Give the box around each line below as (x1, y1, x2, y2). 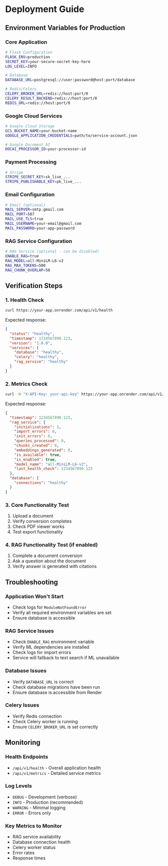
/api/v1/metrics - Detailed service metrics (12, 770, 101, 776)
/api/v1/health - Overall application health (12, 765, 101, 771)
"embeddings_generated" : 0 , (14, 447, 72, 453)
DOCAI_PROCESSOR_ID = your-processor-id (5, 147, 86, 152)
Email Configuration (5, 191, 55, 198)
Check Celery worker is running (12, 718, 78, 724)
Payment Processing (5, 159, 56, 166)
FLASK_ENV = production (5, 54, 50, 60)
